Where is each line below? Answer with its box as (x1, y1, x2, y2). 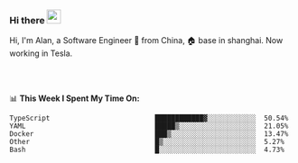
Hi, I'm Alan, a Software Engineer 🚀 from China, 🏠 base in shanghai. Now (9, 35, 284, 46)
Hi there (9, 14, 45, 26)
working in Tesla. (9, 48, 73, 59)
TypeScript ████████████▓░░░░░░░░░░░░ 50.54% (9, 113, 289, 123)
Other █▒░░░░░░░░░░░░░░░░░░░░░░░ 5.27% (9, 138, 284, 147)
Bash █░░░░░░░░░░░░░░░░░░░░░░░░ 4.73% (9, 145, 284, 155)
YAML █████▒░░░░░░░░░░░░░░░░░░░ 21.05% (9, 122, 289, 131)
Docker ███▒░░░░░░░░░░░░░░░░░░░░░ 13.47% (9, 130, 289, 139)
